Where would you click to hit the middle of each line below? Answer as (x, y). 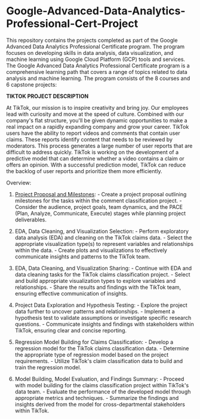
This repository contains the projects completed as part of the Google (92, 40)
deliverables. (30, 220)
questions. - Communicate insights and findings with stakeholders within (104, 324)
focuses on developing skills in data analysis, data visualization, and (90, 53)
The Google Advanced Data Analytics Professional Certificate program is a (98, 65)
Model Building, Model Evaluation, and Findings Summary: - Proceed (99, 379)
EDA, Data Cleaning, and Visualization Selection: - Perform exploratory (102, 231)
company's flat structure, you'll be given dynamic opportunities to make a (97, 120)
